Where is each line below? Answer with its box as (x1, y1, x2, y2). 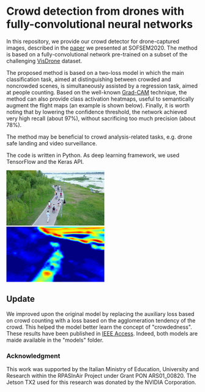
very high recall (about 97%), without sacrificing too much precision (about (6, 115, 196, 122)
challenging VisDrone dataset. (6, 57, 83, 64)
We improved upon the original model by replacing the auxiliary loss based (6, 310, 195, 317)
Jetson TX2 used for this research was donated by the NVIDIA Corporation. (6, 379, 197, 386)
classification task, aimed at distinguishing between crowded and (6, 75, 171, 83)
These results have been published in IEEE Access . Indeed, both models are (6, 329, 198, 337)
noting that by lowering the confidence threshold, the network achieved (6, 108, 187, 115)
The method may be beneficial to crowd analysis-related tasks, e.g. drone (6, 133, 193, 140)
